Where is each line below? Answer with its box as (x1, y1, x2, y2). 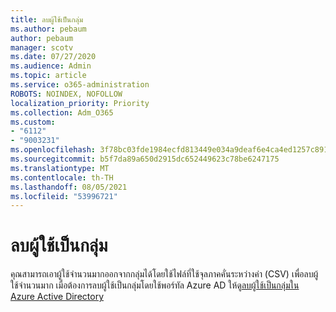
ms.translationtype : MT (10, 163, 110, 173)
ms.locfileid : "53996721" (10, 191, 118, 201)
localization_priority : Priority (10, 98, 150, 108)
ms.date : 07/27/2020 (10, 52, 97, 62)
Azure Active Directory (10, 291, 105, 303)
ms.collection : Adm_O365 (10, 107, 114, 118)
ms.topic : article (10, 71, 87, 81)
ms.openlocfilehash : (10, 145, 97, 155)
